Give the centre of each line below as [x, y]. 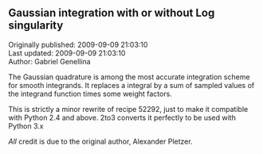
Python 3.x [26, 125]
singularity [36, 26]
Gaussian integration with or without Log [112, 13]
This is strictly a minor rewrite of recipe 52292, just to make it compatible [128, 109]
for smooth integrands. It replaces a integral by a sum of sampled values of [131, 85]
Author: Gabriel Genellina [49, 61]
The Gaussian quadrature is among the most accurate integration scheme [129, 77]
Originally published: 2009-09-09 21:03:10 [78, 44]
